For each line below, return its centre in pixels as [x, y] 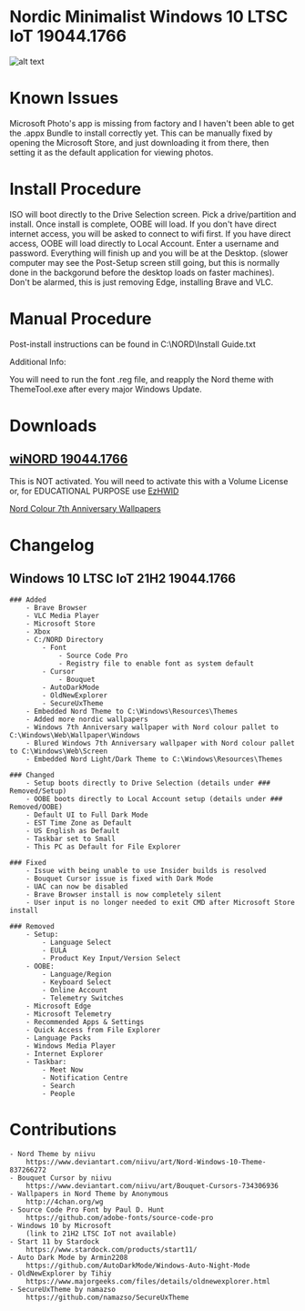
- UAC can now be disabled [77, 886]
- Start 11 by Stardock [55, 1241]
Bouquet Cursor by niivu [65, 1178]
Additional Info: [38, 361]
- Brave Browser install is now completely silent [124, 894]
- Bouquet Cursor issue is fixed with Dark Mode [120, 879]
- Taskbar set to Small [71, 838]
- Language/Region [77, 974]
